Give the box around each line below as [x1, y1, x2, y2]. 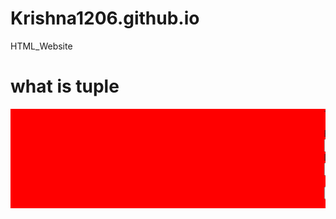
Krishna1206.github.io [10, 7, 200, 30]
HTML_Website [10, 40, 73, 52]
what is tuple [10, 75, 120, 98]
